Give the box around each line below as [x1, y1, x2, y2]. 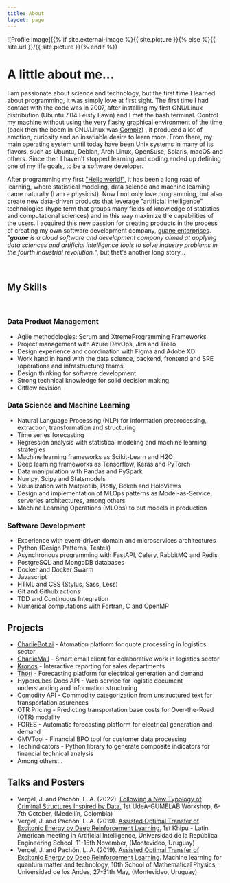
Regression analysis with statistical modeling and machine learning [16, 438, 207, 446]
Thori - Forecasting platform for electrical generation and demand [16, 669, 204, 677]
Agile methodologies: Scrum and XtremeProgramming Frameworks [16, 332, 207, 340]
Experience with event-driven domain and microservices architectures [16, 537, 216, 545]
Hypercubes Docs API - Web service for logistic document [16, 676, 183, 685]
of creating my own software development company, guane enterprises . [7, 226, 211, 235]
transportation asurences [16, 698, 89, 707]
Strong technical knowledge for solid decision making [16, 376, 170, 384]
